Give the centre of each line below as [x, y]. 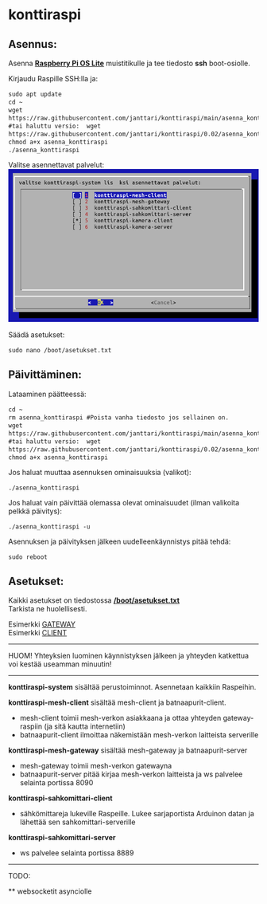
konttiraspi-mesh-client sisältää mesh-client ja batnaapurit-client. [117, 702]
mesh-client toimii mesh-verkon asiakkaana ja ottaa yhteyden [120, 718]
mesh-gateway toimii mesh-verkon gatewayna [96, 766]
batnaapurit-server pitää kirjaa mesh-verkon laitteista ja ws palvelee [131, 774]
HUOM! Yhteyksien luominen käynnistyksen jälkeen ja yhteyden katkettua [128, 656]
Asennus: [33, 44]
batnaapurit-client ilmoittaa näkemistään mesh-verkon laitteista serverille [139, 735]
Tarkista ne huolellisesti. [48, 609]
